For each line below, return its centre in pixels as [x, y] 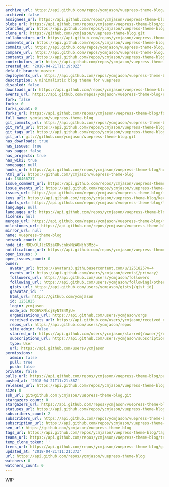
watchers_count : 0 [24, 465]
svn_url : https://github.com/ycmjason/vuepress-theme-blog [68, 428]
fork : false [18, 99]
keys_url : [16, 198]
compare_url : [19, 52]
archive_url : [19, 10]
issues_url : [18, 193]
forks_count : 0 [21, 109]
